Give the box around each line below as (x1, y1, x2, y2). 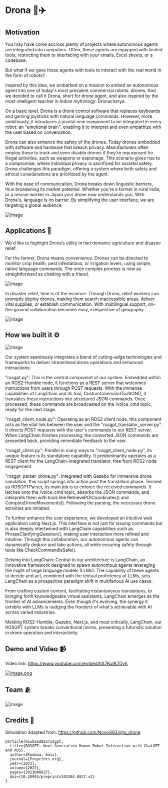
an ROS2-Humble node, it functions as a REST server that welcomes (5, 380, 146, 386)
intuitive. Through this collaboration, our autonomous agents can (5, 536, 138, 542)
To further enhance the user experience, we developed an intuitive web (5, 514, 152, 521)
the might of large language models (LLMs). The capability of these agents (5, 567, 159, 573)
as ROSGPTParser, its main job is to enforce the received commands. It (5, 484, 151, 490)
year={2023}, (9, 761, 37, 766)
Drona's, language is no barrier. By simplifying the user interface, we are (5, 197, 154, 203)
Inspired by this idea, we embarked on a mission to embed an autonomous (5, 82, 159, 88)
